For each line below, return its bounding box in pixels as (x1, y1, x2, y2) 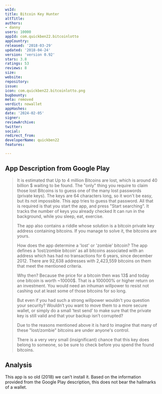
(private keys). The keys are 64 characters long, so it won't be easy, (16, 192, 153, 199)
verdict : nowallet (5, 102, 42, 107)
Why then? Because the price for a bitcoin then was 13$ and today (16, 272, 149, 278)
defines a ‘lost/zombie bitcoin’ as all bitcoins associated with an (16, 248, 144, 253)
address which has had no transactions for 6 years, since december (16, 252, 153, 258)
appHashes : (5, 106, 27, 111)
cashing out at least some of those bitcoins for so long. (16, 288, 127, 294)
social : (5, 129, 21, 134)
